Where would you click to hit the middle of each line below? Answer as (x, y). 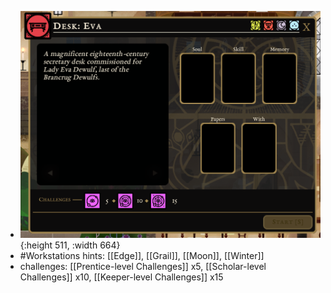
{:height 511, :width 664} (70, 245)
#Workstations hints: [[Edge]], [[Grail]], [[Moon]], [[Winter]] (142, 256)
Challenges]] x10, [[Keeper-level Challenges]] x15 (121, 277)
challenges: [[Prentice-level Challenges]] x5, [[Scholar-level (143, 267)
